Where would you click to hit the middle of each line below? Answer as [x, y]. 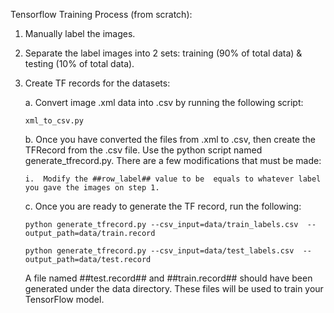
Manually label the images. [80, 33]
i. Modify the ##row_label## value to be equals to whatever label [173, 179]
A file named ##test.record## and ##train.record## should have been [168, 278]
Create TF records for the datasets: [97, 83]
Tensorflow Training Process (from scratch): [101, 14]
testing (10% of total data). [79, 63]
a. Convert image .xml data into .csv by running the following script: [164, 102]
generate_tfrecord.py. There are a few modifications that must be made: [173, 160]
